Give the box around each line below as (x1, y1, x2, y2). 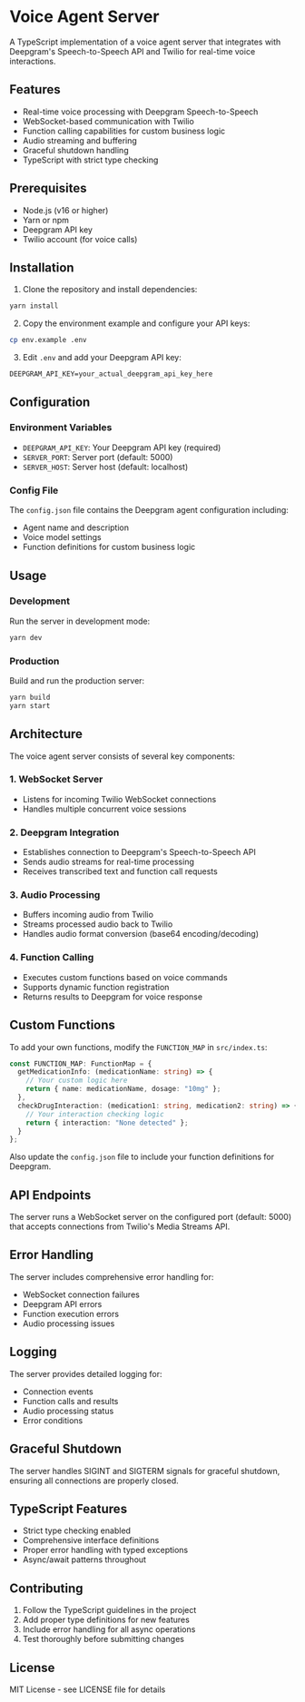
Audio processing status (22, 1405, 114, 1416)
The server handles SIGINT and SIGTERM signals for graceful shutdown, (9, 1465, 280, 1476)
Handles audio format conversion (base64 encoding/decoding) (22, 929, 260, 940)
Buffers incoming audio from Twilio (22, 910, 154, 920)
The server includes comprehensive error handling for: (9, 1271, 214, 1282)
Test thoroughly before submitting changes (22, 1634, 184, 1645)
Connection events (22, 1386, 93, 1397)
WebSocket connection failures (22, 1289, 141, 1300)
